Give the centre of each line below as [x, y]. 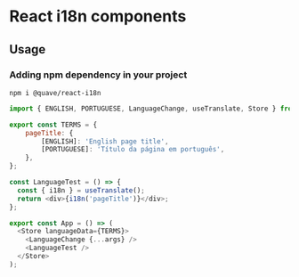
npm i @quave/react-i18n [55, 93]
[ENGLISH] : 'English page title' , [105, 141]
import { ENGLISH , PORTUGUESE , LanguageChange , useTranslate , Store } [143, 109]
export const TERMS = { [53, 125]
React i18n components [98, 16]
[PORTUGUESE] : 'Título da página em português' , [133, 150]
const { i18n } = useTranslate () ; [81, 190]
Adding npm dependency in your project [98, 75]
